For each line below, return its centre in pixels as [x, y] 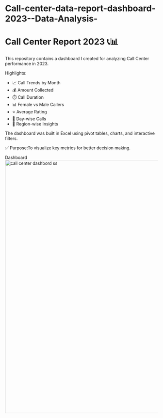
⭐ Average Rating [29, 112]
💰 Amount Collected [33, 90]
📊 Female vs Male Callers [38, 105]
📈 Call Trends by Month [36, 83]
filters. [11, 139]
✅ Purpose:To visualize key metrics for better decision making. [68, 148]
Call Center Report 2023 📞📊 [62, 42]
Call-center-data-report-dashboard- [81, 8]
